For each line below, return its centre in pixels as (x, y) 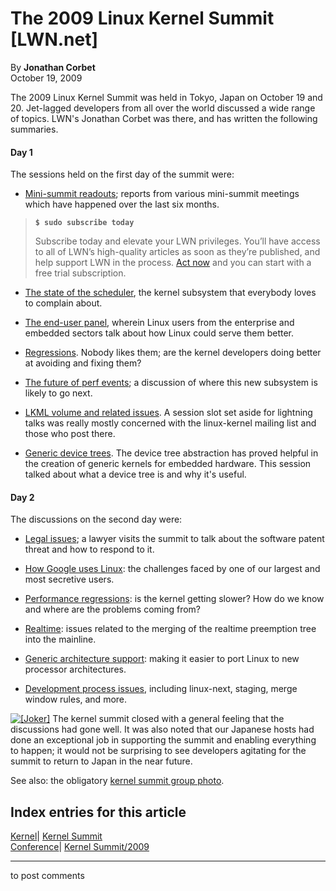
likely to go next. (58, 393)
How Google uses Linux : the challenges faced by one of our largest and (172, 569)
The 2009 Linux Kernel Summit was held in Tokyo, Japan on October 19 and (166, 97)
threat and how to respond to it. (89, 549)
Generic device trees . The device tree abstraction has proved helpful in (171, 453)
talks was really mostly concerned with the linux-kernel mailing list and (170, 423)
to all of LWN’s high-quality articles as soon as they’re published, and (177, 252)
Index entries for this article (98, 812)
